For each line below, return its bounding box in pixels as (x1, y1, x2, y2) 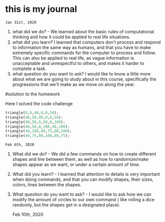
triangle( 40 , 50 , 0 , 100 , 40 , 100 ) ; (5, 124, 70, 129)
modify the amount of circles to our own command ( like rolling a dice (12, 197, 155, 203)
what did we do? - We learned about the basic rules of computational (12, 28, 155, 34)
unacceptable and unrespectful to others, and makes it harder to (12, 60, 145, 66)
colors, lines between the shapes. (12, 182, 82, 188)
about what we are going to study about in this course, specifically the (12, 76, 157, 82)
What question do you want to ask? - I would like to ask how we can (12, 191, 152, 197)
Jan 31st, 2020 (5, 20, 37, 25)
